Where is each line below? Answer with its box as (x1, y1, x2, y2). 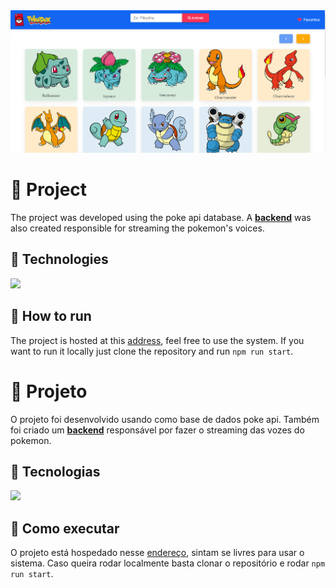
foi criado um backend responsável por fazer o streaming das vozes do (10, 424, 305, 436)
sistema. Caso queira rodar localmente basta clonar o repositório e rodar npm (10, 557, 326, 569)
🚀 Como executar (10, 520, 120, 537)
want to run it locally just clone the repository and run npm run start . (10, 345, 294, 357)
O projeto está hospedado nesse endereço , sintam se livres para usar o (10, 547, 305, 559)
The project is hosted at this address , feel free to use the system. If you (10, 334, 305, 346)
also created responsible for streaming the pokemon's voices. (10, 222, 265, 234)
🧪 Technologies (10, 251, 109, 268)
